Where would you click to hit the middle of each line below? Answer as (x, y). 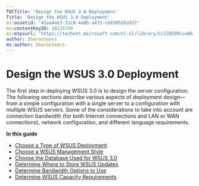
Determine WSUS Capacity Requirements (66, 176)
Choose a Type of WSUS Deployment (61, 145)
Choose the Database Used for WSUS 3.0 (66, 157)
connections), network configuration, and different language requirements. (98, 122)
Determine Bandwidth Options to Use (60, 171)
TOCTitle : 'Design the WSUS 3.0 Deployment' (62, 12)
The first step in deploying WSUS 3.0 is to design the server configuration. (97, 90)
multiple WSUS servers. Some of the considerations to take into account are (99, 109)
